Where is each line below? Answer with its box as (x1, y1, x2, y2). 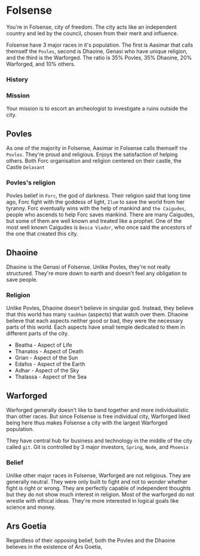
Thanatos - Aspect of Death (14, 348, 84, 355)
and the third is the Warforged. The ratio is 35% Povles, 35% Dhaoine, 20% (6, 54, 192, 61)
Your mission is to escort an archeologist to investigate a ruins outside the (6, 105, 188, 112)
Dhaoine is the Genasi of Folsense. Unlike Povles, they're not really (6, 264, 171, 271)
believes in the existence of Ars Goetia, (6, 543, 103, 551)
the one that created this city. (6, 230, 79, 237)
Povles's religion (6, 178, 56, 187)
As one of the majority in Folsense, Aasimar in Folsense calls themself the (6, 144, 188, 151)
